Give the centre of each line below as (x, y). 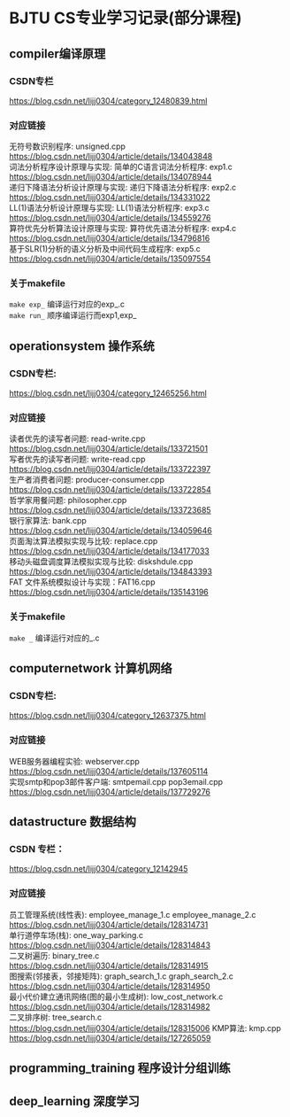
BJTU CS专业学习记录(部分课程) (126, 18)
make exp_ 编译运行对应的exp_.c (67, 304)
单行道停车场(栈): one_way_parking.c (76, 935)
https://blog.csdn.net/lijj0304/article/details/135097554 (110, 259)
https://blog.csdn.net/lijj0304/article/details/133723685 (110, 510)
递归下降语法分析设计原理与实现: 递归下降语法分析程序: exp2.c (123, 188)
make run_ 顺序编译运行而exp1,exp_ (73, 315)
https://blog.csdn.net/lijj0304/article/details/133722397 (110, 469)
